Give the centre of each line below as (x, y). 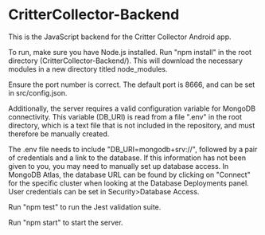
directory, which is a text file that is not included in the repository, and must (132, 125)
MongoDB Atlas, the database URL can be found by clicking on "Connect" (129, 174)
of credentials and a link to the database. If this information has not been (127, 158)
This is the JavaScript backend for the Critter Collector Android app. (120, 37)
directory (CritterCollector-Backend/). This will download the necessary (125, 61)
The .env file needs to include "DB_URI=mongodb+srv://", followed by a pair (133, 149)
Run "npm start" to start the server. (66, 222)
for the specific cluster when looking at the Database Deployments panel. (129, 183)
